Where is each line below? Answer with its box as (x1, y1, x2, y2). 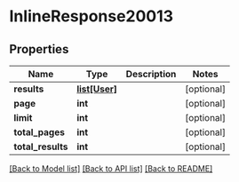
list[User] (76, 83, 118, 95)
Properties (9, 42, 69, 57)
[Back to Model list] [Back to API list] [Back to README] (9, 163, 213, 174)
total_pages (13, 126, 65, 138)
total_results (13, 140, 68, 153)
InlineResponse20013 (9, 6, 174, 27)
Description (125, 68, 177, 80)
